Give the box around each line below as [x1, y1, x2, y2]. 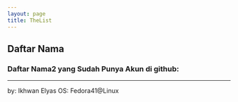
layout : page [7, 10, 46, 18]
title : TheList [7, 17, 52, 24]
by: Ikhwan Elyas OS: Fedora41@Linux [7, 87, 119, 95]
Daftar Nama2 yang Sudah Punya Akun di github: [7, 64, 179, 74]
